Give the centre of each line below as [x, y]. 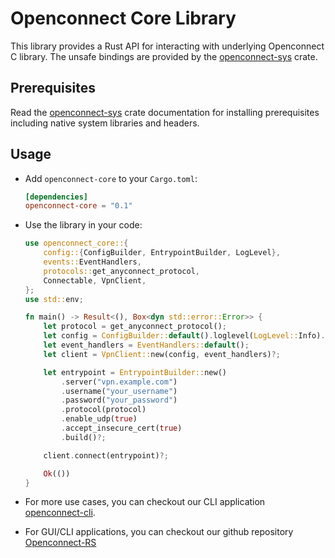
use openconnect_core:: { [76, 243]
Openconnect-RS [60, 543]
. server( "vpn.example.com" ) [119, 382]
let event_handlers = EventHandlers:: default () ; [146, 345]
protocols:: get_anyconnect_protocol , [122, 271]
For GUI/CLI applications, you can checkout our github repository [159, 532]
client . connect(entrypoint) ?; [106, 455]
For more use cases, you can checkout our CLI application [145, 502]
